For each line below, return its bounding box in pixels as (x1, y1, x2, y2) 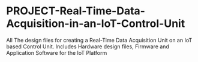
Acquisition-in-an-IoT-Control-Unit (6, 17, 185, 30)
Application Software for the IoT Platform (6, 49, 107, 56)
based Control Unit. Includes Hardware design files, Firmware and (6, 43, 169, 50)
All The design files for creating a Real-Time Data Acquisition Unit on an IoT (6, 36, 193, 44)
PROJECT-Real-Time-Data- (6, 4, 146, 18)
